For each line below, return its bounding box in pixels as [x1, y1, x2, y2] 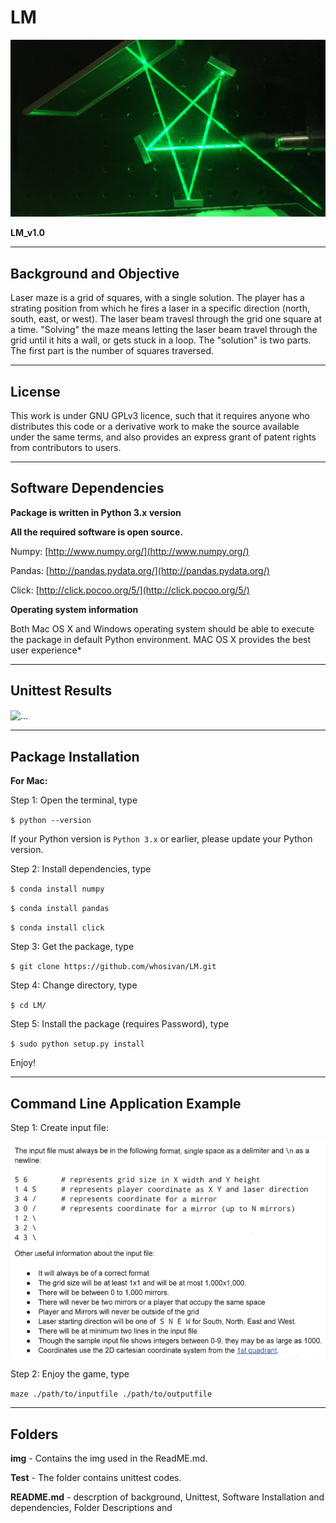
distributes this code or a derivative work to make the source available [10, 421, 300, 433]
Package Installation [10, 748, 140, 765]
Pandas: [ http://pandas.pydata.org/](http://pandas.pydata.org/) [10, 564, 270, 576]
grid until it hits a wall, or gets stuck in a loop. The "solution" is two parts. [10, 334, 312, 346]
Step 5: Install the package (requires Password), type [10, 1018, 230, 1030]
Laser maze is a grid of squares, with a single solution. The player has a [10, 292, 305, 304]
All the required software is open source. [10, 526, 184, 538]
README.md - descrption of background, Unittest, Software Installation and [10, 1491, 325, 1503]
